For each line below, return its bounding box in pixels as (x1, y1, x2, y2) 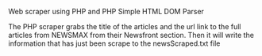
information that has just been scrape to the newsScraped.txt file (8, 39, 221, 48)
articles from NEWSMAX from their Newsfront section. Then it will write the (8, 31, 254, 39)
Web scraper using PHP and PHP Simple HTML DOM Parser (8, 7, 205, 16)
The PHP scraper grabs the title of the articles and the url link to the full (8, 22, 241, 31)
